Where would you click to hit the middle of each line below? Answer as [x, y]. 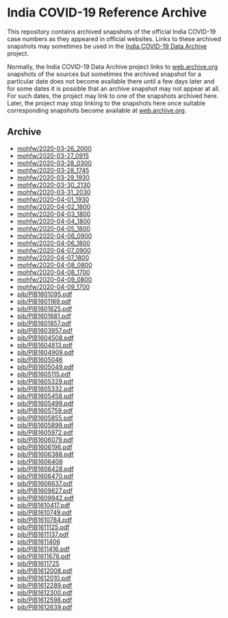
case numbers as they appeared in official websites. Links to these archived [114, 38]
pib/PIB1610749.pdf [44, 512]
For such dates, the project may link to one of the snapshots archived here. [113, 96]
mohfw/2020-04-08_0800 [54, 264]
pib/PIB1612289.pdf [45, 585]
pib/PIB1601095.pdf [45, 294]
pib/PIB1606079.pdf [45, 439]
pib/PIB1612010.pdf [44, 578]
